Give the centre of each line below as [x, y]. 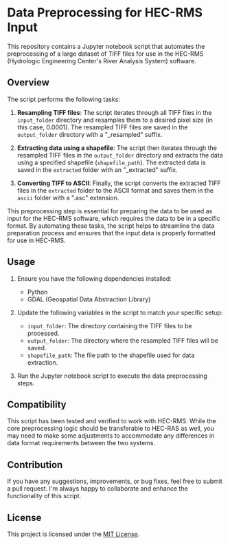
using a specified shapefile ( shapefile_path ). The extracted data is [111, 162]
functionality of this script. [44, 496]
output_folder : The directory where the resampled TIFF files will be [123, 340]
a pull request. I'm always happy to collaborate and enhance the [98, 489]
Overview [28, 83]
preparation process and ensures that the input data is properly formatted [112, 233]
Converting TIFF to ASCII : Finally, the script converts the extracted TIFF [119, 183]
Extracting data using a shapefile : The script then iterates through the [117, 148]
